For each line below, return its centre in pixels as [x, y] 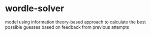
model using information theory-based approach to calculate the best [75, 22]
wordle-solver [35, 9]
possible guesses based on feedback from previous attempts [67, 27]
